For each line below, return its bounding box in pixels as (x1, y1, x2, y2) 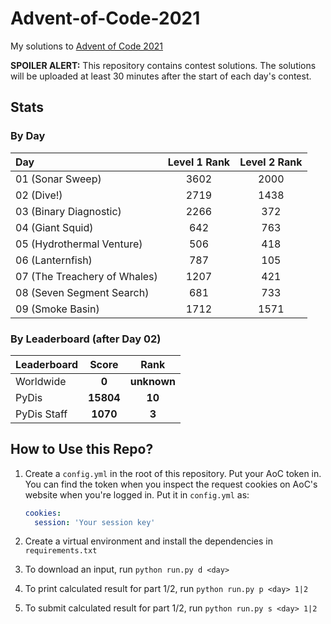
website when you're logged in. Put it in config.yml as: (24, 488, 250, 501)
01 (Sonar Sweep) (15, 172, 102, 186)
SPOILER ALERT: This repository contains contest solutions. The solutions (10, 59, 317, 71)
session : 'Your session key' (34, 517, 156, 527)
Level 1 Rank (167, 155, 231, 169)
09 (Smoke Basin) (15, 302, 100, 316)
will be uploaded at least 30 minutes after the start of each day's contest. (10, 70, 312, 82)
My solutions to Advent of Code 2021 (10, 40, 163, 52)
